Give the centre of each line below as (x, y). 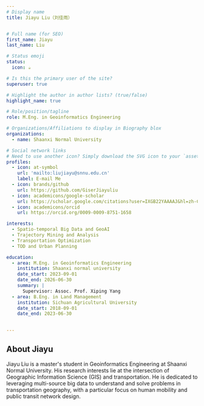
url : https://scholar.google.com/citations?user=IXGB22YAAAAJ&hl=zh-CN (110, 201)
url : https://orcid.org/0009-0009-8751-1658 (74, 213)
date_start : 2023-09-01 (47, 274)
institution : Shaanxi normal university (69, 269)
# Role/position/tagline (38, 112)
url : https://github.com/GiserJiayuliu (68, 190)
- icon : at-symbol (35, 168)
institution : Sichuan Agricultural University (77, 302)
